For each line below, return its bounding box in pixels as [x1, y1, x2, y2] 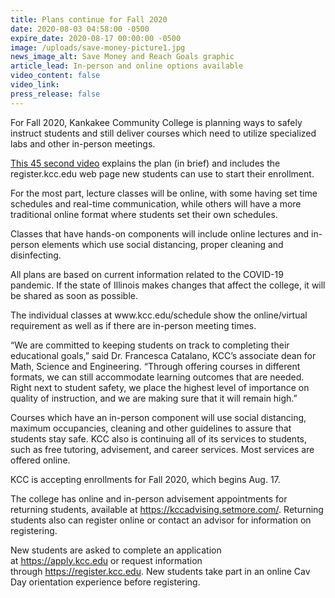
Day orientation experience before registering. [10, 576, 201, 588]
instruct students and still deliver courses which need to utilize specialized [10, 127, 317, 139]
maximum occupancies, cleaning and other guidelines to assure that [10, 422, 292, 434]
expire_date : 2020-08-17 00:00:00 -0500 [10, 33, 182, 43]
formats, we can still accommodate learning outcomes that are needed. [10, 371, 305, 383]
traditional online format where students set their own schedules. [10, 208, 278, 220]
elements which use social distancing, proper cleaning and [41, 238, 284, 250]
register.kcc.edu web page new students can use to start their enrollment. [10, 167, 315, 180]
